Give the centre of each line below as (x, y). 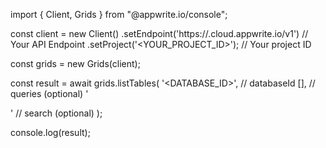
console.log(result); (50, 132)
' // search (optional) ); (56, 113)
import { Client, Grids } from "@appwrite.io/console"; (119, 14)
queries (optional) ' (49, 93)
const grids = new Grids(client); (75, 63)
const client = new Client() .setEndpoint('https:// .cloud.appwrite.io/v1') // (159, 33)
